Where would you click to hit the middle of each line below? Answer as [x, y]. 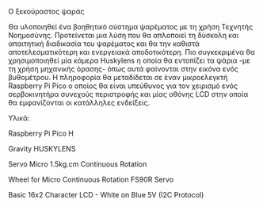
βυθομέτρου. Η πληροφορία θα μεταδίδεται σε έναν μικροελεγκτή [118, 77]
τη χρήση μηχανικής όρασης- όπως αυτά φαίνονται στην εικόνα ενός [124, 69]
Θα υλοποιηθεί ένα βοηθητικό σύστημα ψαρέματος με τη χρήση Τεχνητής [131, 27]
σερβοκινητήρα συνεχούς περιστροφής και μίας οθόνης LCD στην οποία [128, 94]
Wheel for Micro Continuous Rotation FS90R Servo [91, 179]
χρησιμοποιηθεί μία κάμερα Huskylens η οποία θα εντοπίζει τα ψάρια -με [130, 60]
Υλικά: [19, 118]
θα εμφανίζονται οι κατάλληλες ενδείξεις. [79, 103]
